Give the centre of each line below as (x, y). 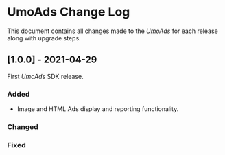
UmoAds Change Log (69, 12)
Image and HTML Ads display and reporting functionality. (98, 109)
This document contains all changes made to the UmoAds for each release (113, 31)
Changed (23, 126)
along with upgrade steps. (44, 38)
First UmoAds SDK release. (45, 76)
